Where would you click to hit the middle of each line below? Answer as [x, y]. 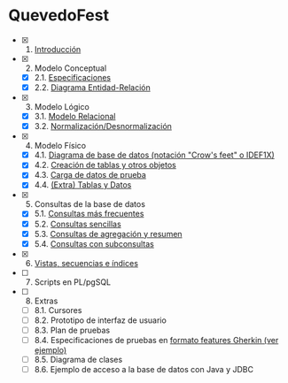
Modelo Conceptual [70, 68]
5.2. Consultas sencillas [78, 224]
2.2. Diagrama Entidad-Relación [93, 88]
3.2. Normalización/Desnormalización [103, 126]
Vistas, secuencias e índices [86, 263]
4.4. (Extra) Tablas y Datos [83, 185]
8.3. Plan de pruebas [72, 330]
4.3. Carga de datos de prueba [90, 175]
